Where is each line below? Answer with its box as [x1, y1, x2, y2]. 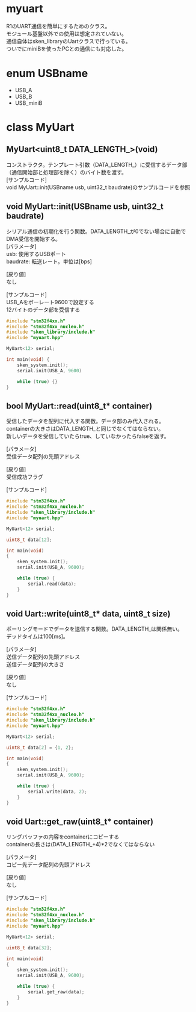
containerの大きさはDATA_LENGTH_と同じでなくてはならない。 [6, 425, 164, 433]
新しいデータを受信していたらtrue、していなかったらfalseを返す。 [6, 433, 170, 440]
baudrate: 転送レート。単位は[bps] [6, 258, 92, 265]
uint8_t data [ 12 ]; [6, 537, 52, 543]
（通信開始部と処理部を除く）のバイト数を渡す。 [6, 168, 127, 176]
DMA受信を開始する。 [6, 235, 61, 242]
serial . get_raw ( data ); [28, 989, 85, 995]
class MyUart [6, 120, 75, 134]
